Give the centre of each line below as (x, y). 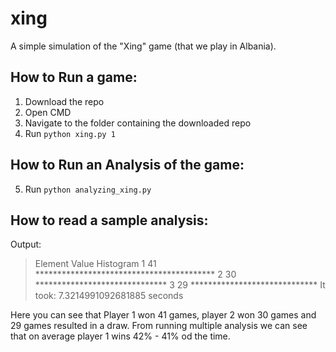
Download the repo (64, 101)
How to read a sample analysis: (109, 220)
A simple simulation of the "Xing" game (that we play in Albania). (143, 46)
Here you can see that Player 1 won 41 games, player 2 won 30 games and (163, 315)
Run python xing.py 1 (70, 133)
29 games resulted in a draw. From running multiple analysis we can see (159, 326)
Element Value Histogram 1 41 (95, 264)
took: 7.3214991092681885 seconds (109, 296)
